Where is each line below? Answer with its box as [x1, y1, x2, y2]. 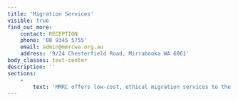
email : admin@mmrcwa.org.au [20, 43, 103, 51]
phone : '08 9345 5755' [20, 37, 88, 44]
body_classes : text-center [7, 57, 88, 64]
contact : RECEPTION [20, 30, 78, 38]
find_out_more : [7, 23, 53, 31]
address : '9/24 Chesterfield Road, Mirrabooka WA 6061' [20, 51, 190, 58]
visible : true [7, 17, 50, 24]
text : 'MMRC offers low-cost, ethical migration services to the [33, 83, 232, 90]
